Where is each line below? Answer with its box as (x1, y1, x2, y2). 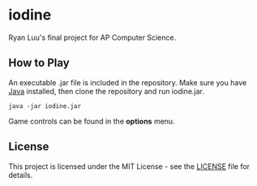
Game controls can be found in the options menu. (8, 116, 176, 126)
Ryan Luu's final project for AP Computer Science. (8, 32, 177, 42)
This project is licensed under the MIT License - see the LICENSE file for (8, 161, 250, 171)
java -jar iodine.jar (8, 102, 82, 110)
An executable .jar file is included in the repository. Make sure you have (8, 77, 247, 87)
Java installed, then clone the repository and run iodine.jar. (8, 86, 205, 96)
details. (8, 170, 33, 180)
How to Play (8, 56, 71, 70)
